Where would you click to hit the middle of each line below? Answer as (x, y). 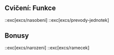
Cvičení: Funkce (30, 8)
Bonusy (17, 36)
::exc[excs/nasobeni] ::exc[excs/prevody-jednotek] (57, 20)
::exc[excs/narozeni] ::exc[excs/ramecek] (47, 48)
